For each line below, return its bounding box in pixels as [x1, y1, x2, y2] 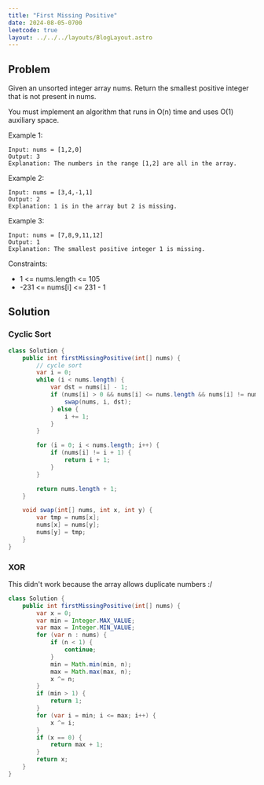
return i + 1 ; [64, 456, 111, 464]
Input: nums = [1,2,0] [8, 146, 82, 154]
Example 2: [8, 174, 45, 183]
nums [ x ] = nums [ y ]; [36, 521, 101, 529]
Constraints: [8, 259, 48, 268]
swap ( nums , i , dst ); [64, 398, 132, 406]
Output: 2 [8, 196, 41, 204]
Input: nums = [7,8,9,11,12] [8, 231, 104, 240]
